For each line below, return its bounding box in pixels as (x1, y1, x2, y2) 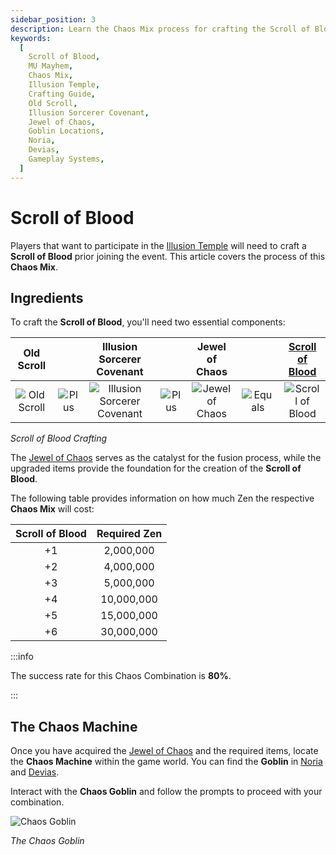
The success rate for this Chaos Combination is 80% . (10, 670, 232, 682)
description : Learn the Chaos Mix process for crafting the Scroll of (10, 24, 311, 34)
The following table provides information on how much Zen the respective (10, 492, 315, 505)
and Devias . (10, 766, 60, 778)
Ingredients (10, 289, 84, 306)
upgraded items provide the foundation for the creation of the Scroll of (10, 462, 302, 475)
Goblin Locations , (28, 126, 105, 136)
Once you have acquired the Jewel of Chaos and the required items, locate (10, 745, 319, 757)
